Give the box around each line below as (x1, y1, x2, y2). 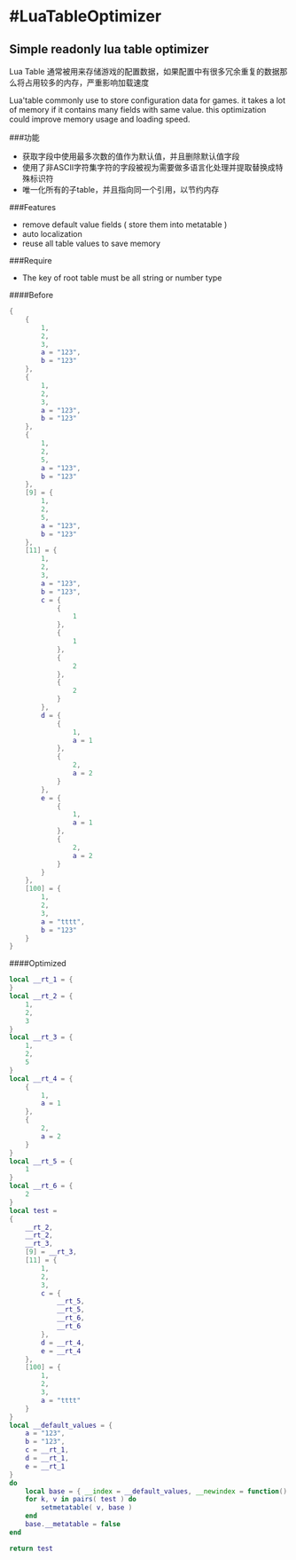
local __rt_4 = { (9, 1074, 74, 1083)
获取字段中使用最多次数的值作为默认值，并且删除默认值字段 (21, 151, 240, 162)
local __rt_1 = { (9, 975, 74, 984)
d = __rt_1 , (25, 1454, 69, 1462)
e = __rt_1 (25, 1462, 66, 1470)
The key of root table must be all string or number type (21, 272, 222, 283)
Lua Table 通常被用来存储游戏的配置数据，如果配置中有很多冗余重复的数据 (9, 67, 280, 76)
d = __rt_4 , (41, 1338, 86, 1347)
